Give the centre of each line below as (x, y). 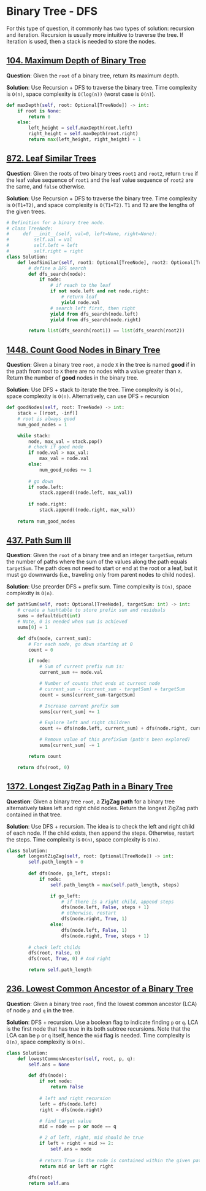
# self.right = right (45, 251)
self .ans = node (71, 1149)
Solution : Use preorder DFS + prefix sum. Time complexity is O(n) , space (99, 587)
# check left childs (55, 947)
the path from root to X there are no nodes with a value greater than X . (94, 371)
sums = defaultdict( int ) (49, 616)
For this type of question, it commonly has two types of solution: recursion (100, 28)
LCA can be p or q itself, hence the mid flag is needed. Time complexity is (98, 1035)
